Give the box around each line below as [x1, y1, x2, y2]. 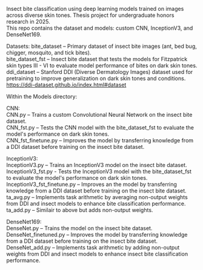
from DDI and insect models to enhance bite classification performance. [6, 200, 186, 207]
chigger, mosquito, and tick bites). [6, 49, 92, 56]
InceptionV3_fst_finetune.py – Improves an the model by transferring [6, 181, 178, 188]
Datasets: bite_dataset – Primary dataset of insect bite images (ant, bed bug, [6, 42, 197, 50]
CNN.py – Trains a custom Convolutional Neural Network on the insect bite [6, 111, 193, 118]
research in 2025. [6, 18, 50, 25]
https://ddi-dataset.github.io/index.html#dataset [6, 81, 127, 88]
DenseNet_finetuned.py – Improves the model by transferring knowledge [6, 231, 188, 238]
